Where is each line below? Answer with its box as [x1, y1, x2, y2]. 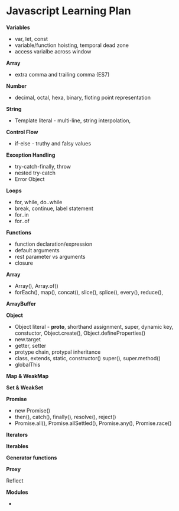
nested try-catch [14, 169, 56, 176]
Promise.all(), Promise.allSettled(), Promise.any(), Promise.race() [14, 420, 172, 427]
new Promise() [14, 407, 51, 414]
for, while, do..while [14, 198, 63, 205]
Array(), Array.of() [14, 282, 59, 289]
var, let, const [14, 35, 48, 42]
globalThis [14, 361, 41, 368]
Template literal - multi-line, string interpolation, [14, 117, 131, 124]
